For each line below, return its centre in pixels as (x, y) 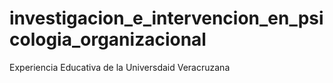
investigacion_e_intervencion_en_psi (166, 18)
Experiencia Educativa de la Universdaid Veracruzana (120, 67)
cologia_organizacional (108, 39)
